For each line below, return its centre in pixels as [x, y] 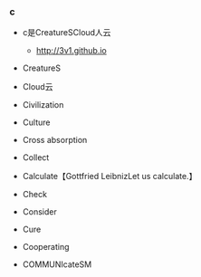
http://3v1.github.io [71, 51]
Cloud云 [38, 87]
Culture [36, 122]
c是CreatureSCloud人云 [67, 33]
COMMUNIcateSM [57, 264]
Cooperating [46, 247]
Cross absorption [55, 140]
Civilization [43, 105]
